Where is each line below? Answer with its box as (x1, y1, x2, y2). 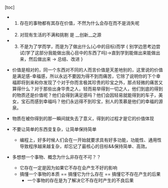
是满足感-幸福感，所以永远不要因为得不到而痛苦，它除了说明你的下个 (12, 73, 156, 79)
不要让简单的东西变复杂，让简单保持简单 (12, 126, 97, 132)
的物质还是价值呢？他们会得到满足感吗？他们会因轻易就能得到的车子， (12, 92, 159, 98)
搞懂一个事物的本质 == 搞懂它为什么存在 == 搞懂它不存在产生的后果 (19, 171, 161, 177)
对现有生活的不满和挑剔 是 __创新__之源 (19, 32, 102, 37)
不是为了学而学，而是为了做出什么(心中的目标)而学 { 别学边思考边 (19, 43, 156, 50)
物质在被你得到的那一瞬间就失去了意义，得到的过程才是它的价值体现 (12, 116, 154, 121)
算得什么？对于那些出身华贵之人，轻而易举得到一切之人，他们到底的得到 (12, 86, 163, 91)
